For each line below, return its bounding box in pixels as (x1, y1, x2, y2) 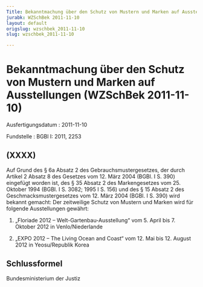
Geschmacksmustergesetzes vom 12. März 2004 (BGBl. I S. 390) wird (6, 192, 180, 199)
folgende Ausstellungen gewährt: (6, 205, 89, 212)
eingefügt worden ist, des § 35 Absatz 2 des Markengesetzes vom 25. (6, 179, 181, 186)
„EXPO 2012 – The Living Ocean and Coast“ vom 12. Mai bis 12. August (14, 234, 192, 242)
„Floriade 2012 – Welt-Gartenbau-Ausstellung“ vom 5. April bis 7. (14, 216, 176, 224)
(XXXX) (6, 150, 36, 161)
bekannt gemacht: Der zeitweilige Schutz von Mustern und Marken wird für (6, 198, 194, 205)
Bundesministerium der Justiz (6, 274, 80, 282)
